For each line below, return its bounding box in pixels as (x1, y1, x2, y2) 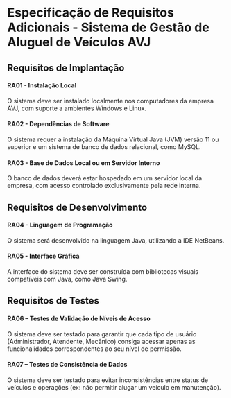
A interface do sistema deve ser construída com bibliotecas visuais (7, 267, 199, 275)
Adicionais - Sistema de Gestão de (7, 19, 209, 35)
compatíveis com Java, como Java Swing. (7, 275, 128, 283)
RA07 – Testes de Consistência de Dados (7, 361, 128, 369)
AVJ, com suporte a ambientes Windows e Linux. (7, 104, 147, 112)
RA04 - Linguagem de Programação (7, 220, 113, 230)
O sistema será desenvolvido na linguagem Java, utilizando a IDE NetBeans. (7, 236, 225, 244)
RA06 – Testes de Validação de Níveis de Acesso (7, 314, 151, 322)
